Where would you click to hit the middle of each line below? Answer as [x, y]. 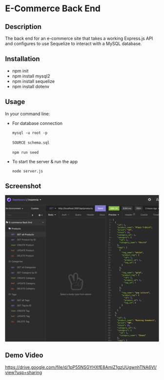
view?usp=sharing [24, 372]
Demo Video [24, 355]
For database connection [37, 123]
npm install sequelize [33, 81]
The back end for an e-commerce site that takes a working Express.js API [79, 38]
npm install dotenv [31, 86]
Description [23, 27]
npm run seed [25, 152]
